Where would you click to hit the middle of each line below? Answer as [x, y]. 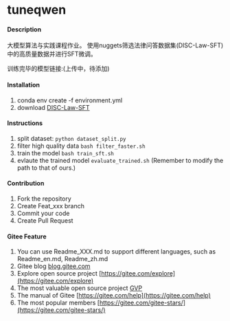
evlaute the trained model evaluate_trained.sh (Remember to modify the [120, 160]
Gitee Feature [27, 236]
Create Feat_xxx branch [50, 206]
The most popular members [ [58, 303]
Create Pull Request [45, 221]
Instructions [25, 123]
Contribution [26, 184]
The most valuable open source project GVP [80, 288]
